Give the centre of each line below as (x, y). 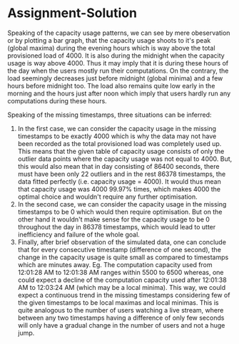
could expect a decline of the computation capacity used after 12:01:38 (122, 280)
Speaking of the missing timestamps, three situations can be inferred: (110, 115)
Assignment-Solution (72, 13)
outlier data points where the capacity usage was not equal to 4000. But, (125, 159)
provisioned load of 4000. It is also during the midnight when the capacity (116, 56)
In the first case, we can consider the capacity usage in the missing (117, 128)
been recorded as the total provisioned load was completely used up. (119, 143)
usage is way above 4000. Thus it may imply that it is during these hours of (118, 63)
